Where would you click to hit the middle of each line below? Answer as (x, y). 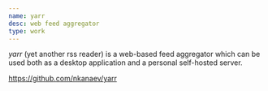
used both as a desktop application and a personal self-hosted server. (125, 63)
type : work (27, 31)
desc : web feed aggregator (54, 24)
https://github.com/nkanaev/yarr (63, 79)
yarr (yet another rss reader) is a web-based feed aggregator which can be (134, 54)
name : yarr (27, 16)
